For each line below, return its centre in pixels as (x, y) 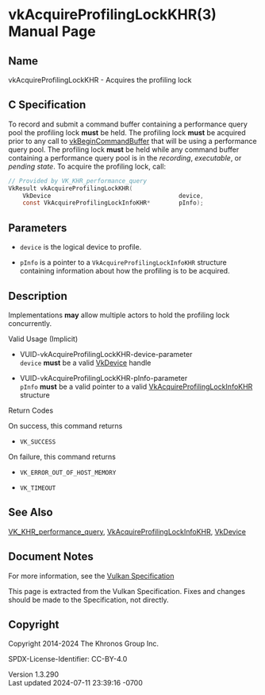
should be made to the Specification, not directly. (88, 600)
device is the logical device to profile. (81, 247)
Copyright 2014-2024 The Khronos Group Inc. (83, 644)
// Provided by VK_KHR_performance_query (78, 181)
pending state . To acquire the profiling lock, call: (87, 166)
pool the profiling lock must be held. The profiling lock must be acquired (127, 132)
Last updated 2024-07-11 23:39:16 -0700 (75, 683)
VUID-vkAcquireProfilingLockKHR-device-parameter (106, 354)
